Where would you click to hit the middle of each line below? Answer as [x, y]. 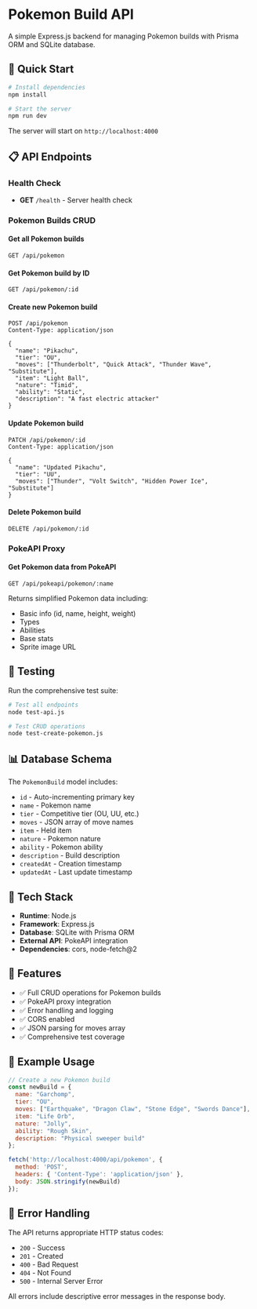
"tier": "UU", [38, 474]
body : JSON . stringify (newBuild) [68, 1181]
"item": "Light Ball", [52, 378]
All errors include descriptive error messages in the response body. [117, 1296]
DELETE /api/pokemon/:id [49, 529]
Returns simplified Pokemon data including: [78, 598]
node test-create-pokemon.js [56, 734]
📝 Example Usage [52, 1062]
